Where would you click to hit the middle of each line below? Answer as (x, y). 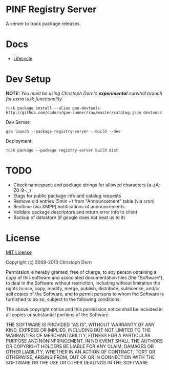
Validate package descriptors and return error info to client (75, 212)
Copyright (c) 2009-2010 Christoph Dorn (49, 262)
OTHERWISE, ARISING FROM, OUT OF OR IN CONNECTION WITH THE (80, 357)
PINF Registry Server (51, 9)
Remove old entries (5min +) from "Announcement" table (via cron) (84, 201)
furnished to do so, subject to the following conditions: (63, 299)
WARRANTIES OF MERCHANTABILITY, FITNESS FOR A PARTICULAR (78, 335)
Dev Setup (28, 79)
